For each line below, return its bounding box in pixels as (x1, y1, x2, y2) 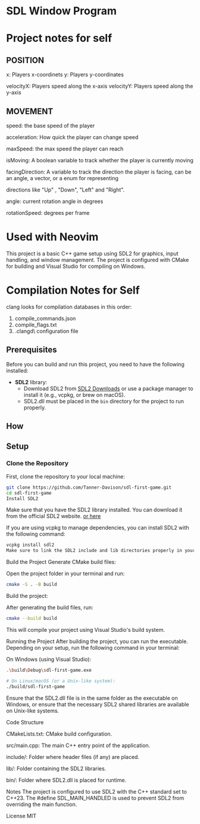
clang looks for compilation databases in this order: (6, 303, 132, 310)
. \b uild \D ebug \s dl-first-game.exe (6, 667, 92, 673)
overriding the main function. (6, 801, 77, 808)
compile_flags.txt (14, 321, 57, 328)
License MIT (6, 812, 37, 819)
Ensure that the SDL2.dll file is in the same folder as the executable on (6, 694, 179, 702)
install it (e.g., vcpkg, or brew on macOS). (23, 391, 126, 398)
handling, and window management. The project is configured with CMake (6, 256, 189, 263)
